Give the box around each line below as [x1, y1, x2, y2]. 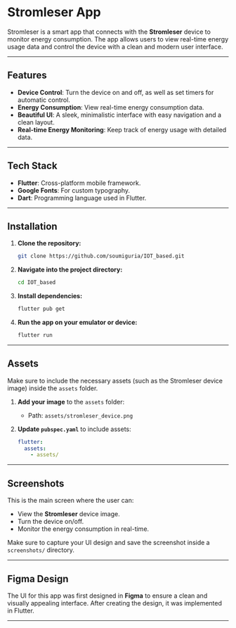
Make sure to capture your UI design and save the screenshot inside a [7, 539, 210, 547]
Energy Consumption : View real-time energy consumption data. [17, 103, 204, 111]
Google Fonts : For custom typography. [17, 186, 131, 194]
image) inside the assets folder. [7, 384, 98, 392]
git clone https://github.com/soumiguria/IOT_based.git [17, 252, 185, 260]
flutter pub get [17, 305, 65, 313]
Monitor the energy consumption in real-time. [17, 525, 150, 533]
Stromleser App [7, 4, 101, 20]
